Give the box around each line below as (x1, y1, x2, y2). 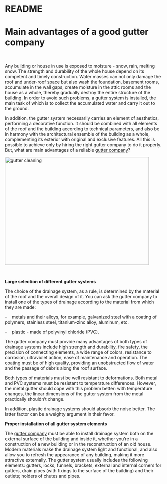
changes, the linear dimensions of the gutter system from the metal (5, 391, 144, 397)
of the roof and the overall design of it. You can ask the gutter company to (5, 294, 157, 300)
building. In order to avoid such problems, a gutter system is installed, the (5, 95, 156, 101)
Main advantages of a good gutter (5, 26, 149, 38)
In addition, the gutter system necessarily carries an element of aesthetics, (5, 115, 159, 121)
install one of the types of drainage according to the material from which (5, 299, 154, 305)
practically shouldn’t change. (5, 396, 65, 402)
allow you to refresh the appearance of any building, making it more (5, 452, 145, 458)
